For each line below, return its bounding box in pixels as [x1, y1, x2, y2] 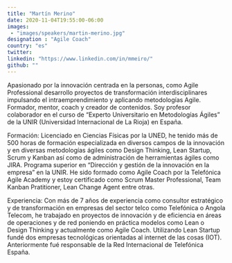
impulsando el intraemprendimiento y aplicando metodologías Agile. [7, 95, 202, 104]
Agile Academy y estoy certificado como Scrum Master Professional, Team [7, 175, 222, 184]
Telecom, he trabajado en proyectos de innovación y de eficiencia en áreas [7, 211, 222, 219]
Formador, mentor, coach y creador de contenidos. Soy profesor [7, 103, 191, 111]
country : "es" [7, 42, 48, 49]
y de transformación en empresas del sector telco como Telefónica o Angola [7, 203, 226, 212]
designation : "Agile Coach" [7, 36, 91, 43]
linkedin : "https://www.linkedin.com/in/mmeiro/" [7, 56, 154, 62]
